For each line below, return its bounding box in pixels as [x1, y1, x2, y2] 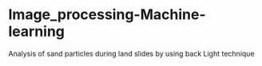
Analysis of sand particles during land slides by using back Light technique [8, 49, 255, 58]
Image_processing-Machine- [8, 6, 206, 24]
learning [8, 22, 65, 41]
